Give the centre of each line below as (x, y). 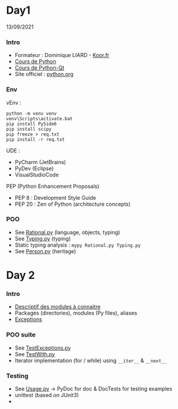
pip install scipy (29, 129)
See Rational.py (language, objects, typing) (67, 232)
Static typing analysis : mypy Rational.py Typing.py (78, 245)
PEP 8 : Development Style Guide (55, 197)
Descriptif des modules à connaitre (58, 307)
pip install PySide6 (32, 124)
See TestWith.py (35, 354)
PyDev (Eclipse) (34, 168)
